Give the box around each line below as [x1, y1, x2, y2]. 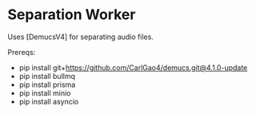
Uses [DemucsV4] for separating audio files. [7, 32, 154, 41]
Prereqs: [7, 47, 36, 57]
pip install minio [18, 88, 71, 97]
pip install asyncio [18, 96, 79, 106]
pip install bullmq [18, 71, 76, 81]
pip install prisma [18, 80, 76, 89]
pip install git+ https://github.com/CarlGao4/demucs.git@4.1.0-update [18, 62, 248, 73]
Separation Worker [7, 6, 136, 24]
